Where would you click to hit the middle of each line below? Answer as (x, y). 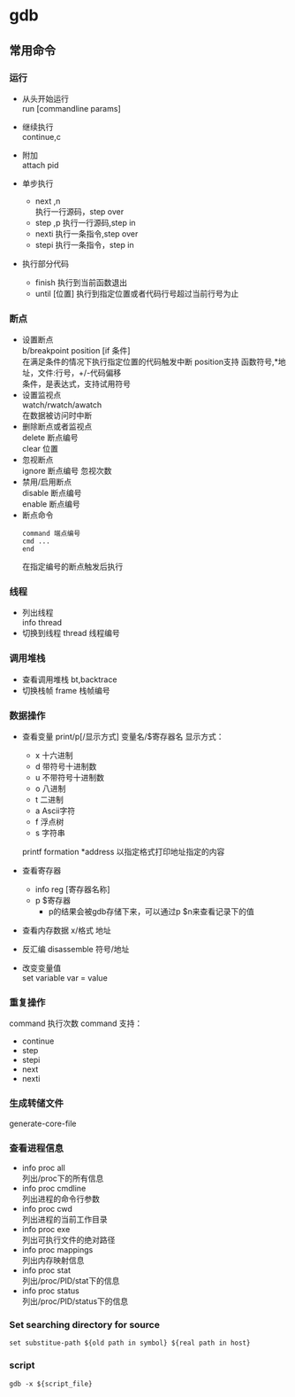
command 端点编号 (51, 534)
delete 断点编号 (50, 438)
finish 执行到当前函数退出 (81, 282)
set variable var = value (64, 978)
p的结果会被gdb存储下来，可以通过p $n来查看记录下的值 (151, 912)
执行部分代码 (45, 263)
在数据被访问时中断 (57, 415)
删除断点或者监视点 (57, 427)
